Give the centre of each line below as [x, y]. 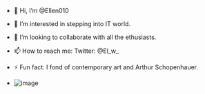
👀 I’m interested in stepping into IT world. [72, 24]
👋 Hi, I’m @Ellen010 [41, 11]
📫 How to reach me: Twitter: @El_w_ [66, 51]
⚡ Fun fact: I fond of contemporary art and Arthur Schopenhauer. [106, 67]
